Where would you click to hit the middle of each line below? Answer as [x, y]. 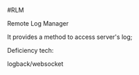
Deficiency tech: [30, 50]
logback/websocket [35, 64]
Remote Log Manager [38, 23]
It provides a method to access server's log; [70, 37]
